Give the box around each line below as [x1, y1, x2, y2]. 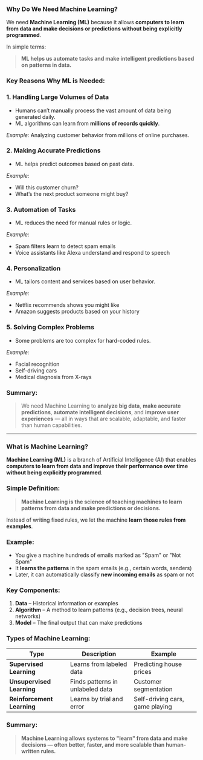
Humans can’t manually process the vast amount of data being [14, 107, 172, 114]
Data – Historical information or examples [14, 600, 119, 607]
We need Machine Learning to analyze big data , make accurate [21, 402, 181, 409]
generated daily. [14, 113, 56, 120]
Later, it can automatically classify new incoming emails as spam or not [14, 571, 195, 578]
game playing [134, 702, 172, 711]
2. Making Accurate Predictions [6, 146, 101, 155]
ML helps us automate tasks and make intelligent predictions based [21, 55, 195, 62]
